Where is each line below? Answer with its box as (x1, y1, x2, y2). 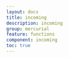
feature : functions (6, 31, 55, 37)
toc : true (6, 43, 31, 49)
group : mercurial (6, 25, 50, 32)
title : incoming (6, 14, 47, 21)
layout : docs (6, 8, 39, 15)
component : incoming (6, 37, 58, 43)
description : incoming (6, 20, 63, 26)
